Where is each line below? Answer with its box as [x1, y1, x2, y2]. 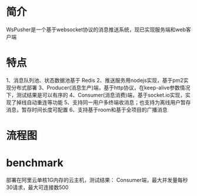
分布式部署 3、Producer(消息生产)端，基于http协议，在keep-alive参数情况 [11, 84, 191, 91]
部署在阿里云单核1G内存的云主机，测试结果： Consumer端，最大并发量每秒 [6, 177, 188, 183]
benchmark [6, 157, 64, 170]
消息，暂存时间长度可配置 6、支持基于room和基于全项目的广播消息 [6, 106, 168, 113]
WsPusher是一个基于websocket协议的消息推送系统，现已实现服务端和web [6, 26, 186, 33]
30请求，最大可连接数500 [6, 184, 69, 191]
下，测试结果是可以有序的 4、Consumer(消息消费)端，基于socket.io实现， [6, 91, 186, 98]
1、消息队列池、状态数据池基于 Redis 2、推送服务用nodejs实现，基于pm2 [6, 77, 183, 84]
